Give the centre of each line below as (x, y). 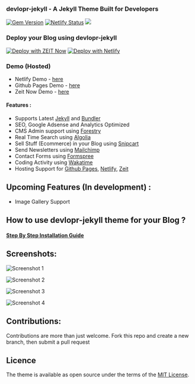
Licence (21, 360)
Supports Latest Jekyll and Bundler (57, 119)
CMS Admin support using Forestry (58, 131)
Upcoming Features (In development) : (79, 188)
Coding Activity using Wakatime (54, 162)
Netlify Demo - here (39, 79)
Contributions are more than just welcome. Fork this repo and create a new (97, 335)
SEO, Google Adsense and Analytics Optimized (72, 125)
